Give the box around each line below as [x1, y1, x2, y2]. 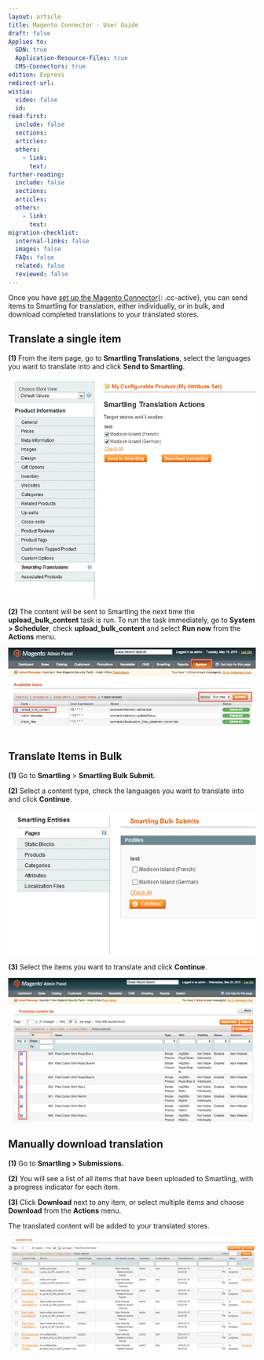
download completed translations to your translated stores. [8, 309, 200, 319]
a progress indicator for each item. [8, 1182, 120, 1191]
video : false [15, 95, 58, 104]
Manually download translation [8, 1138, 163, 1151]
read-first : [8, 113, 47, 120]
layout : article [8, 13, 61, 20]
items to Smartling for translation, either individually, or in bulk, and [8, 301, 225, 310]
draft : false [8, 29, 51, 37]
